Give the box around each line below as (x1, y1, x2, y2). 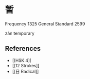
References (5, 44, 41, 53)
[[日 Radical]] (12, 68, 39, 74)
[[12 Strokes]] (12, 62, 40, 68)
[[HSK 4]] (12, 57, 32, 63)
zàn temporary (5, 30, 35, 36)
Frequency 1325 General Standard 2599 (5, 20, 85, 27)
